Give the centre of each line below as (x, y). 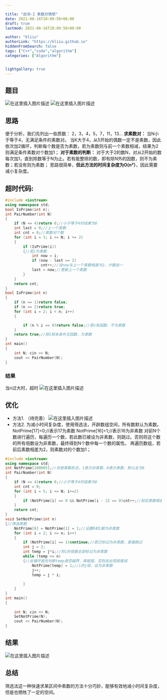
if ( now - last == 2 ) (54, 261)
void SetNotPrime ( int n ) (31, 519)
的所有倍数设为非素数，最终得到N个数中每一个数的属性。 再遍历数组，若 (86, 443)
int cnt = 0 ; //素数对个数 (39, 233)
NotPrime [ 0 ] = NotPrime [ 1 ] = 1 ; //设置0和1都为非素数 (67, 528)
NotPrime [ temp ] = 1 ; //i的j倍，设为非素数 (72, 565)
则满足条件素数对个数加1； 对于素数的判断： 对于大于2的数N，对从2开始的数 (83, 152)
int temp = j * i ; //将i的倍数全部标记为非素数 (65, 552)
